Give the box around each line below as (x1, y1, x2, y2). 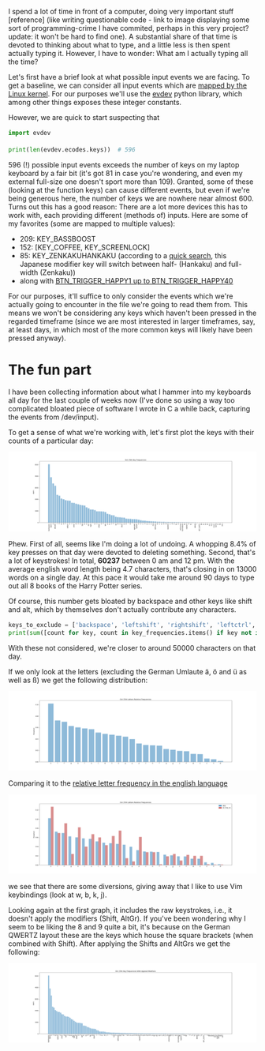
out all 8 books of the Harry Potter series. (8, 580, 143, 591)
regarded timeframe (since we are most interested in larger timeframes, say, (8, 316, 256, 326)
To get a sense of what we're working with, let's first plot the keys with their (8, 427, 255, 437)
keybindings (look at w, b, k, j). (8, 890, 107, 899)
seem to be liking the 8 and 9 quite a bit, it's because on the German (8, 922, 230, 932)
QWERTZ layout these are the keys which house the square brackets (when (8, 931, 254, 940)
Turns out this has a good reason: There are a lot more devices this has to (8, 201, 248, 212)
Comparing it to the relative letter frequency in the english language (8, 779, 228, 788)
